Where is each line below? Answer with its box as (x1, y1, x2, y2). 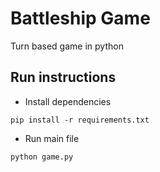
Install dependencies (24, 95, 112, 107)
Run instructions (10, 69, 117, 86)
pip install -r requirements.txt (10, 115, 150, 125)
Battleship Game (10, 7, 151, 30)
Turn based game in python (10, 40, 124, 52)
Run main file (24, 132, 80, 144)
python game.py (10, 152, 74, 162)
